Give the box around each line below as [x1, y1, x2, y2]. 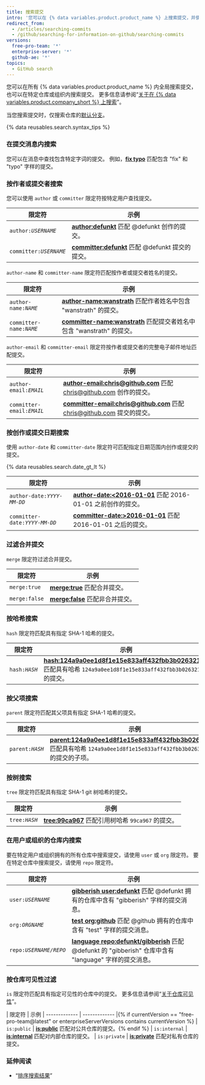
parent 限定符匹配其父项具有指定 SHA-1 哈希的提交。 [6, 709, 139, 716]
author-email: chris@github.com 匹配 [63, 379, 174, 387]
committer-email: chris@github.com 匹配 [63, 399, 185, 408]
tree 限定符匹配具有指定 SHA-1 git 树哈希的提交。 [6, 788, 131, 796]
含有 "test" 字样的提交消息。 [71, 926, 153, 934]
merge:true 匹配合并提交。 [49, 583, 128, 592]
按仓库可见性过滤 [6, 975, 57, 984]
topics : [6, 60, 26, 66]
